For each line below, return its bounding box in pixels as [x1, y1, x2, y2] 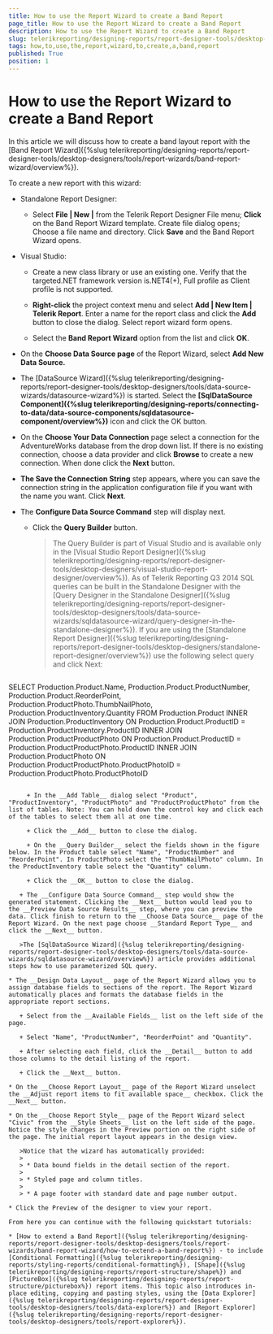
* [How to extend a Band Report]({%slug [8, 1232, 148, 1241]
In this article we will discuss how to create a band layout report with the [8, 136, 250, 146]
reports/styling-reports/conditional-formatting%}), [8, 1261, 191, 1269]
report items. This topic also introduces [95, 1282, 242, 1290]
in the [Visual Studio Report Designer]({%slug [52, 546, 206, 557]
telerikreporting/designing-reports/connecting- [93, 399, 260, 409]
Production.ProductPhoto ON [8, 751, 106, 761]
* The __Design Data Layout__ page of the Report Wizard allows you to [8, 976, 256, 984]
